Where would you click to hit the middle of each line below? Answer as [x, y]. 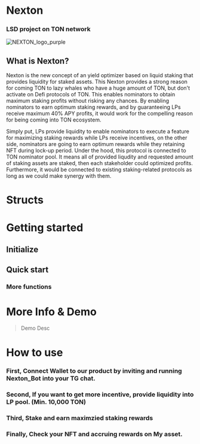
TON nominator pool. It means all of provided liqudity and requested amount [100, 157]
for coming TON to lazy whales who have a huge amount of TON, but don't [98, 88]
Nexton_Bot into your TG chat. [51, 379]
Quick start [27, 270]
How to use [35, 352]
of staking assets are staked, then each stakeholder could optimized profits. [99, 163]
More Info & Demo [51, 311]
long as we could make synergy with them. [59, 176]
